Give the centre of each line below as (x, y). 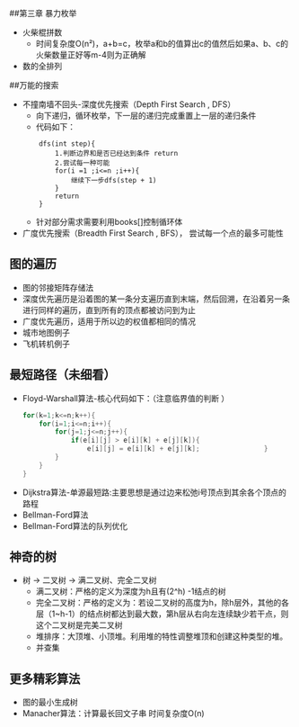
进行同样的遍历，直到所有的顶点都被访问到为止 (109, 310)
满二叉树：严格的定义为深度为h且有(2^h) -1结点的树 (131, 591)
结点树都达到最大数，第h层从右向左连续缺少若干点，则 (188, 614)
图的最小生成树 (50, 702)
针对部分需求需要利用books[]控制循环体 (109, 222)
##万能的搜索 (34, 85)
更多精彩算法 (45, 679)
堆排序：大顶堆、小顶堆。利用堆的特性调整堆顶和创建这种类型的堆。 (162, 636)
